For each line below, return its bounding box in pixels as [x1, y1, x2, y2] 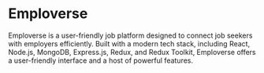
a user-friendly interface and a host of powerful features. [8, 56, 194, 65]
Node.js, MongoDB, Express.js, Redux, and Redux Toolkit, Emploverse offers [8, 47, 256, 57]
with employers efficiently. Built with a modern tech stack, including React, [8, 38, 251, 48]
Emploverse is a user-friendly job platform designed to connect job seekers [8, 31, 253, 40]
